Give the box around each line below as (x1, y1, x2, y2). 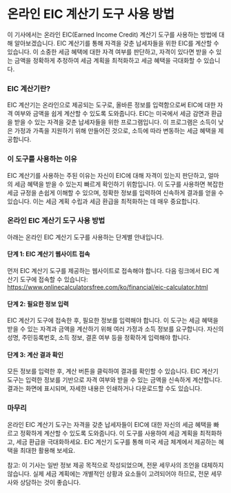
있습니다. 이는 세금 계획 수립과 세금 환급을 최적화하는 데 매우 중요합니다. (7, 197, 200, 205)
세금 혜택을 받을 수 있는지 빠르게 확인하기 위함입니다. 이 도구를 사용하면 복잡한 (14, 180, 224, 188)
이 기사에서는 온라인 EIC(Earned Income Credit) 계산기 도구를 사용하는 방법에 (7, 30, 218, 39)
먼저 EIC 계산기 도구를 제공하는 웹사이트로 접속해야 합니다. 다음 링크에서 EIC (7, 267, 212, 275)
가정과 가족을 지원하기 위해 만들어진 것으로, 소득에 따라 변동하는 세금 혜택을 (14, 127, 217, 135)
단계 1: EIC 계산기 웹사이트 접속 (7, 250, 90, 259)
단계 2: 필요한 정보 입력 (7, 299, 69, 308)
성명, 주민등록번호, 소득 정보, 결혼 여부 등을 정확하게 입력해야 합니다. (7, 334, 191, 342)
